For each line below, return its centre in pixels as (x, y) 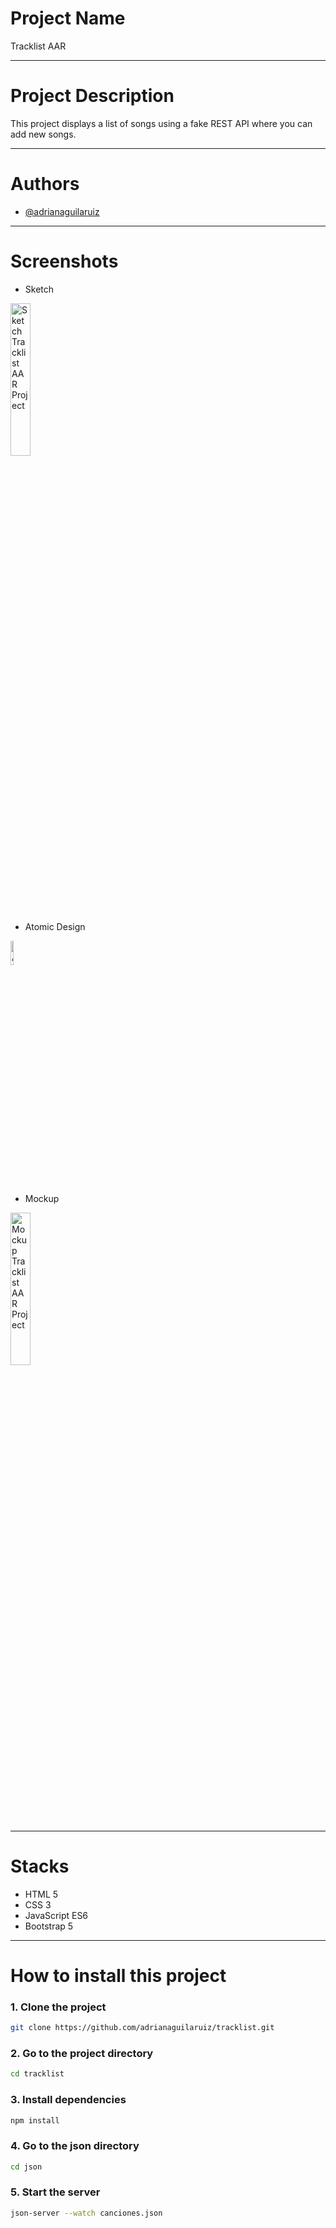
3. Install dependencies (68, 2100)
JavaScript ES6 (56, 1915)
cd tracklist (37, 2074)
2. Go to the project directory (82, 2053)
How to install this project (118, 1975)
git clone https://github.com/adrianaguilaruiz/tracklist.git (142, 2028)
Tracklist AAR (38, 46)
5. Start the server (55, 2192)
